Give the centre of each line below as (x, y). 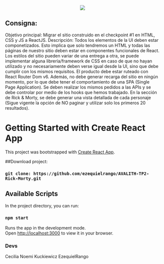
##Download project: (27, 161)
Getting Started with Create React (75, 128)
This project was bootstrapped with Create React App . (60, 152)
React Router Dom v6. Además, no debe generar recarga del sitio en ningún (82, 77)
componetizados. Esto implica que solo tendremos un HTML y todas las (78, 45)
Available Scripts (31, 194)
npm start (17, 218)
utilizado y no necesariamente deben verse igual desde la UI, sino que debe (82, 66)
